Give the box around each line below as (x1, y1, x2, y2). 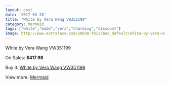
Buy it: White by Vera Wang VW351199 (5, 64, 86, 70)
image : (5, 31, 19, 36)
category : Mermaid (5, 21, 44, 27)
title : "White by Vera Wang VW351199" (5, 17, 87, 22)
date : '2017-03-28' (5, 12, 47, 17)
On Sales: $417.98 (5, 55, 44, 61)
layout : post (5, 7, 33, 13)
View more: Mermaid (5, 74, 49, 80)
